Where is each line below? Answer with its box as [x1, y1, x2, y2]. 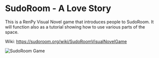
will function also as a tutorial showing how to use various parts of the [5, 24, 145, 29]
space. [5, 29, 19, 35]
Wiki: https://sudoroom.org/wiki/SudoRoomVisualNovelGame [5, 38, 127, 44]
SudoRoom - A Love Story [5, 3, 111, 14]
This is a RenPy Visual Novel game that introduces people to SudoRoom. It [5, 19, 154, 25]
